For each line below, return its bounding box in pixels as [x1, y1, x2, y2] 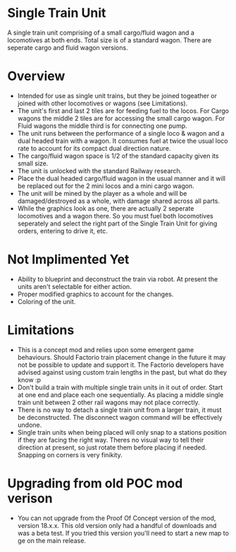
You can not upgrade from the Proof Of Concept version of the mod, [17, 514, 216, 522]
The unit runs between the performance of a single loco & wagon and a [17, 129, 225, 137]
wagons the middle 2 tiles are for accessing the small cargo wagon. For [17, 114, 225, 122]
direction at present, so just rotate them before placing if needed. [17, 443, 207, 452]
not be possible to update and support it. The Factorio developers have [17, 360, 224, 369]
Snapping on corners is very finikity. [17, 450, 123, 459]
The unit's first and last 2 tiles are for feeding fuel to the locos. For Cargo [17, 106, 230, 114]
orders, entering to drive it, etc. [17, 226, 108, 235]
